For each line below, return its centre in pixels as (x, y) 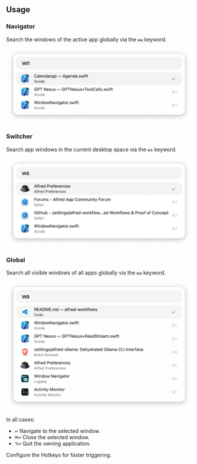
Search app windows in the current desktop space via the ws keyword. (91, 149)
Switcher (19, 136)
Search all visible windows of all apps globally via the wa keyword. (86, 273)
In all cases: (21, 419)
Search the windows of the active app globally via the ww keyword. (86, 39)
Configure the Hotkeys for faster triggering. (59, 455)
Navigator (21, 27)
